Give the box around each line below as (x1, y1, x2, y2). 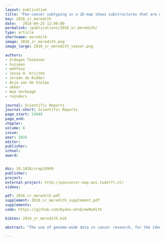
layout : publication (5, 7, 48, 12)
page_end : (5, 117, 26, 121)
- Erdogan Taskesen (5, 57, 45, 62)
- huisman (5, 62, 26, 67)
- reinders (5, 94, 27, 99)
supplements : (5, 203, 32, 208)
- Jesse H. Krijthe (5, 71, 45, 76)
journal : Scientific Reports (5, 103, 65, 108)
